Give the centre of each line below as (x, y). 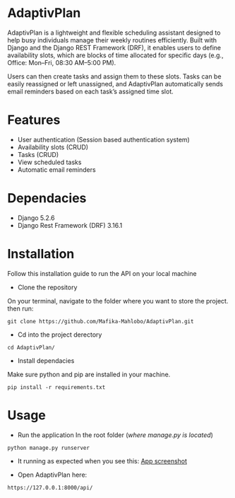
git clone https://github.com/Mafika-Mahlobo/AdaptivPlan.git (101, 321)
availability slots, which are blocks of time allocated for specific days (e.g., (115, 55)
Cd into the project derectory (60, 335)
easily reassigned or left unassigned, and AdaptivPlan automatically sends (115, 83)
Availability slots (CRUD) (53, 147)
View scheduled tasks (49, 162)
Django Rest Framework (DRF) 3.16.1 (70, 225)
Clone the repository (47, 287)
